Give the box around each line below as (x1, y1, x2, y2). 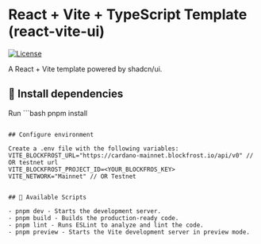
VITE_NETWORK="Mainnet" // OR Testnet (8, 172, 136, 180)
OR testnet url (8, 158, 59, 166)
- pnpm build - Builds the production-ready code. (8, 214, 179, 222)
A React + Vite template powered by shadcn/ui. (8, 64, 163, 73)
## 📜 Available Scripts (8, 193, 87, 201)
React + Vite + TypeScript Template (8, 6, 248, 24)
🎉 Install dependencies (8, 87, 124, 101)
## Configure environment (8, 130, 94, 138)
